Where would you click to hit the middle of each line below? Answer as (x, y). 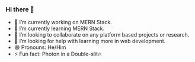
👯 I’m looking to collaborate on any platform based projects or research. (102, 35)
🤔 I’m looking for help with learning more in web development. (90, 41)
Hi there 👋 (20, 9)
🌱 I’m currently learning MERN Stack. (59, 28)
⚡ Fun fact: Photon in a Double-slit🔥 (58, 54)
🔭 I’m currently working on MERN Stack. (63, 22)
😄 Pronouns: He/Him (40, 47)
